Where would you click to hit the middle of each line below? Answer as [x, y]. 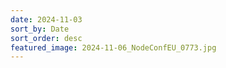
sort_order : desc [46, 38]
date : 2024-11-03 [46, 19]
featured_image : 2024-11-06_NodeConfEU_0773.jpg [113, 47]
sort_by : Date [40, 29]
